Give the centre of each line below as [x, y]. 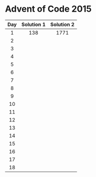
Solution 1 [34, 24]
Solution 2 [62, 24]
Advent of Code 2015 [48, 9]
